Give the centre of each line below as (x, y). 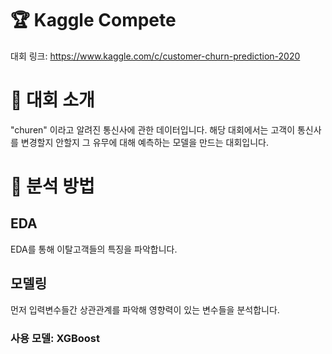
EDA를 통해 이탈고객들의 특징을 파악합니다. (94, 249)
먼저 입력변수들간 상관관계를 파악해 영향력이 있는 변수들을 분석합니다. (145, 309)
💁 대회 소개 (52, 100)
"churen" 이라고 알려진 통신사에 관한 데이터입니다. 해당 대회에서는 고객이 (153, 129)
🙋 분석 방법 (52, 186)
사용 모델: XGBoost (55, 338)
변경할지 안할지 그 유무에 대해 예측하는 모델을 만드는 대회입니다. (144, 142)
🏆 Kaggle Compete (93, 20)
